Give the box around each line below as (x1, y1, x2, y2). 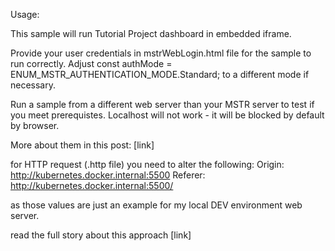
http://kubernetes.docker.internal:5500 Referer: (10, 169, 206, 181)
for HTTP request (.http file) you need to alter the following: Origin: (10, 159, 285, 170)
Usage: (10, 9, 40, 20)
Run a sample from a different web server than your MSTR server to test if (10, 99, 315, 110)
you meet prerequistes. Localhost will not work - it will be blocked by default (10, 109, 325, 121)
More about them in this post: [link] (10, 139, 155, 151)
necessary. (10, 79, 57, 91)
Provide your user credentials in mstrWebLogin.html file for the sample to (10, 47, 312, 59)
